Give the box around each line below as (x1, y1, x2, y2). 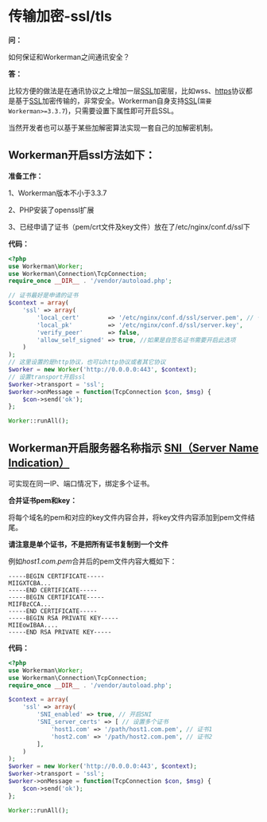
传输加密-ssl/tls (8, 7, 113, 26)
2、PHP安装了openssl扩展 (8, 205, 95, 214)
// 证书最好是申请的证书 (8, 292, 79, 300)
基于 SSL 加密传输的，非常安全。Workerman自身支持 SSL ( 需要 (14, 96, 212, 105)
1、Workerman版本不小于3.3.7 (8, 188, 107, 198)
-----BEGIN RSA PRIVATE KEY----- (8, 614, 119, 622)
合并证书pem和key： (8, 495, 78, 505)
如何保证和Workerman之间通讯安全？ (8, 52, 130, 61)
